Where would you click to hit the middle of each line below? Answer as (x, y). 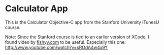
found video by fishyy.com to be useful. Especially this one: (66, 42)
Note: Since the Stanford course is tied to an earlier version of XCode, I (77, 37)
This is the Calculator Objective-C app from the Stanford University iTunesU (82, 22)
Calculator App (36, 9)
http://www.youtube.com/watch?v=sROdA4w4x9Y (57, 47)
